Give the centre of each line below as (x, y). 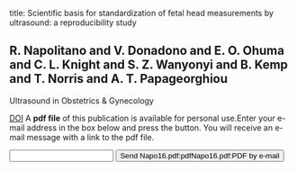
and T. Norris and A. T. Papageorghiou (118, 79)
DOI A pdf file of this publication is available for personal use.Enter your (143, 118)
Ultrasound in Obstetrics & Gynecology (82, 100)
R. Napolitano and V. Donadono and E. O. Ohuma (147, 51)
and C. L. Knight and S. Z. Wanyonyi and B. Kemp (148, 65)
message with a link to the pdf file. (90, 137)
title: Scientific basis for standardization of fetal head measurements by (142, 13)
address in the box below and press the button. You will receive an (150, 127)
